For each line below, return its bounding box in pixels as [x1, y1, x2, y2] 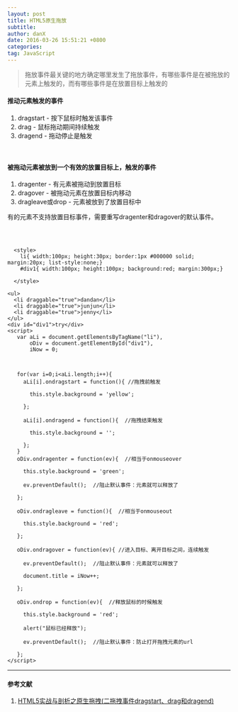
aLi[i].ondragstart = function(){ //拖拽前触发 [23, 379, 161, 386]
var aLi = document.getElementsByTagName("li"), [16, 334, 163, 341]
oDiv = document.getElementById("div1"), [29, 340, 154, 347]
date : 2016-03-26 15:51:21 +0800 [7, 37, 106, 44]
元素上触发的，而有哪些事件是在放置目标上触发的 [24, 79, 168, 87]
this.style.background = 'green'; [23, 468, 125, 475]
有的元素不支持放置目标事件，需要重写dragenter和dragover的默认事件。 [7, 213, 218, 221]
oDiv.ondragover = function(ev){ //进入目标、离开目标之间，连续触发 [16, 547, 210, 554]
